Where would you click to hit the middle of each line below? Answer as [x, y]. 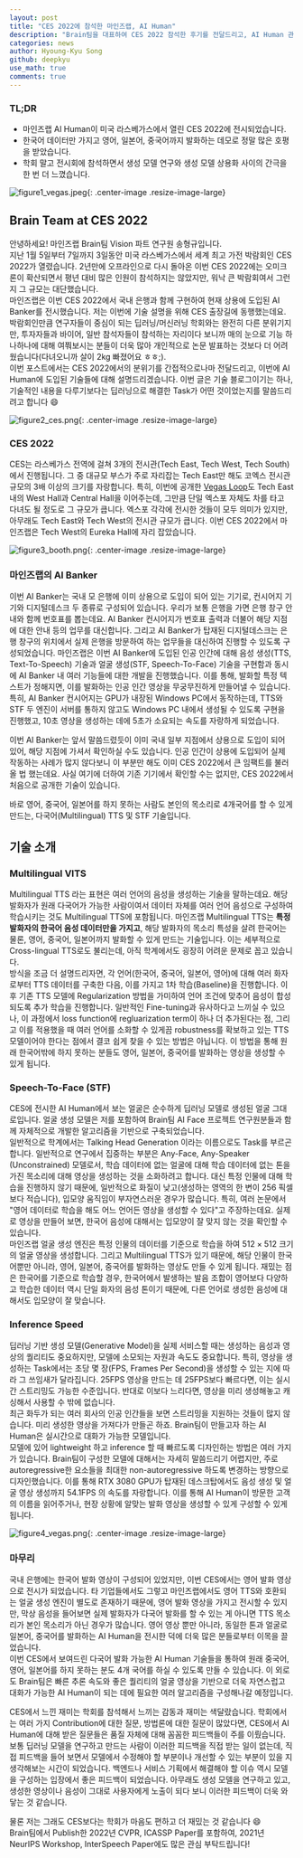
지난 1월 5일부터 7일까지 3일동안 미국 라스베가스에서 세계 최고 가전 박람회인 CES [151, 255]
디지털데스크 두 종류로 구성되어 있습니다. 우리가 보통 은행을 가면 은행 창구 [155, 608]
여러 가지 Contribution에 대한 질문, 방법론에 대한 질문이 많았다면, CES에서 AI [154, 1723]
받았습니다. [52, 152]
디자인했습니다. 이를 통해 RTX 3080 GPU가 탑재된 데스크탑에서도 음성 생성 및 [146, 1481]
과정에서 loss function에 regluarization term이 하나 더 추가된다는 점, [152, 1019]
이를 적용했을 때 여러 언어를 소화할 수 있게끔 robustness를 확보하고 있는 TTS [154, 1030]
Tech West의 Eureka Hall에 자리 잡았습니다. [118, 532]
